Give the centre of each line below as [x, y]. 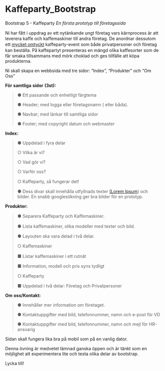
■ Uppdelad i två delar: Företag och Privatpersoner [70, 286]
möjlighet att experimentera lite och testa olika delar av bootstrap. [72, 354]
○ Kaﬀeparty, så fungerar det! [48, 181]
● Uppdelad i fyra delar [41, 143]
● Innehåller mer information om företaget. [61, 305]
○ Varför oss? [31, 171]
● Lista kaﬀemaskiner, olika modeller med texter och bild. [76, 226]
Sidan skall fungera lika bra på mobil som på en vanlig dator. [66, 339]
